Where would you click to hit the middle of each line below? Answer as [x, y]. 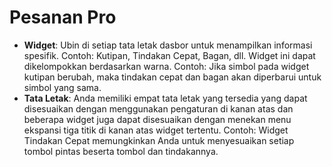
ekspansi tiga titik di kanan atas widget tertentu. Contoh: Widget [156, 130]
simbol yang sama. [62, 87]
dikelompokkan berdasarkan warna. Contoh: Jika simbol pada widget [166, 66]
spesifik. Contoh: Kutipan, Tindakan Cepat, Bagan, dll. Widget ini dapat [169, 55]
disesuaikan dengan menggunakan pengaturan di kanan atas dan [158, 108]
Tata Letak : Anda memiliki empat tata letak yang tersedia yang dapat [165, 98]
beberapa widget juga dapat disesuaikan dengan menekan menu [157, 119]
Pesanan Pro [63, 17]
